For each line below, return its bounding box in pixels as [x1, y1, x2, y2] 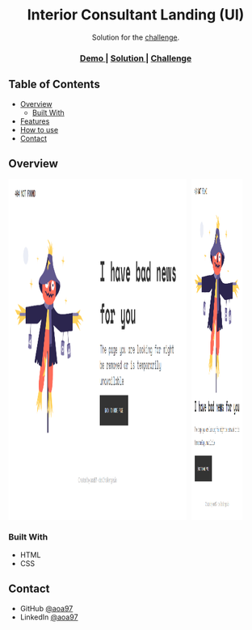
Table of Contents [8, 78, 101, 91]
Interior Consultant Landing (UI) [27, 6, 245, 24]
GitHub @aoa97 [19, 603, 73, 613]
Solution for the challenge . [91, 32, 180, 42]
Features [19, 116, 50, 126]
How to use [19, 125, 59, 134]
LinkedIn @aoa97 [19, 612, 78, 622]
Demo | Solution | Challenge [79, 53, 192, 64]
